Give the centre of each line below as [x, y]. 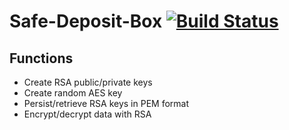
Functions [41, 58]
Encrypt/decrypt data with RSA [87, 114]
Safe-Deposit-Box [86, 21]
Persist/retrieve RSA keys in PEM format [106, 103]
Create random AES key [73, 93]
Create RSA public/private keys [88, 82]
